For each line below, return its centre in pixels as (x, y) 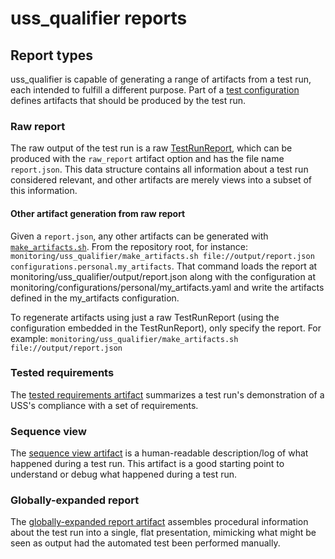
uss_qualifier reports (99, 18)
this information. (44, 191)
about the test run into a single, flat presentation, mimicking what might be (163, 533)
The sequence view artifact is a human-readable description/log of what (159, 453)
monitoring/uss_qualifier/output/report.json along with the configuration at (163, 276)
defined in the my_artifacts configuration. (95, 298)
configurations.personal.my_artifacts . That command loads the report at (164, 266)
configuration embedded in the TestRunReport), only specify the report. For (166, 328)
